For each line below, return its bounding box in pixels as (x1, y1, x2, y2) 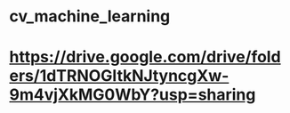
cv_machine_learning (9, 6, 171, 27)
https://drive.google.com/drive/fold (9, 47, 282, 68)
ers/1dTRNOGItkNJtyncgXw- (9, 66, 230, 86)
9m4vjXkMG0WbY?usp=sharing (9, 85, 256, 105)
